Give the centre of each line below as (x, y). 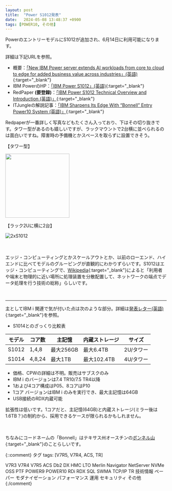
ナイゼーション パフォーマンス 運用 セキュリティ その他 (83, 478)
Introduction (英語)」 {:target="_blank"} (54, 99)
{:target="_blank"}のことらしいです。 (44, 444)
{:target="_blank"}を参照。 (34, 315)
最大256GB (64, 350)
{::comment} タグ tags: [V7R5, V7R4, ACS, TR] (54, 455)
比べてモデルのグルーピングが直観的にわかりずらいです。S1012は (91, 264)
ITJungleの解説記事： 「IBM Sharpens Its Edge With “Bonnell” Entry (82, 105)
